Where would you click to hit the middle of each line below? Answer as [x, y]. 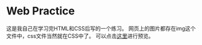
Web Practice [41, 11]
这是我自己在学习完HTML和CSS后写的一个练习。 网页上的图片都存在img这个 [101, 28]
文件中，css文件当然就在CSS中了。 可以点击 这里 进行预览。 [80, 36]
